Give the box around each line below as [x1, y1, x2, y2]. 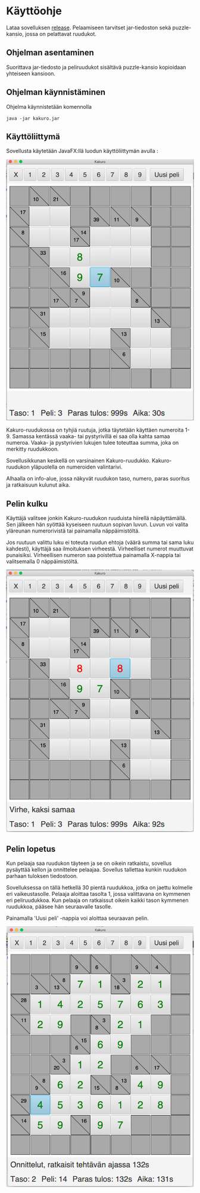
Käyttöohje [6, 4, 62, 18]
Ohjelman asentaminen [6, 48, 94, 58]
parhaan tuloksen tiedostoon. [6, 873, 79, 880]
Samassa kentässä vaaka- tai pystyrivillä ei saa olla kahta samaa [12, 433, 170, 440]
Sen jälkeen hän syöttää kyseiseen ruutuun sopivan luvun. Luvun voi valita [6, 521, 189, 528]
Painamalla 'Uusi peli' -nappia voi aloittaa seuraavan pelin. [6, 914, 149, 922]
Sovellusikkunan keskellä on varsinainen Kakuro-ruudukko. [6, 457, 151, 464]
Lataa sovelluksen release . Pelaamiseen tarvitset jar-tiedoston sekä [6, 24, 171, 31]
